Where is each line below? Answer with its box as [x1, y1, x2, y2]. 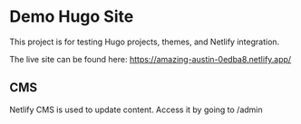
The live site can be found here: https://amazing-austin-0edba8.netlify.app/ [9, 53, 292, 64]
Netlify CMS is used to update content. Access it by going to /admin [9, 104, 263, 115]
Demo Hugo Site [9, 6, 134, 27]
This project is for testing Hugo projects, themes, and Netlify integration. [9, 36, 280, 47]
